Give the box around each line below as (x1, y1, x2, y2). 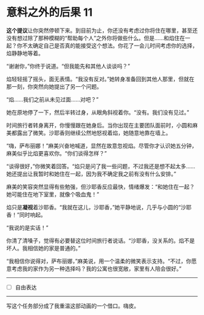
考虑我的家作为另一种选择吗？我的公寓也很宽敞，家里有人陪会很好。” (11, 265, 182, 272)
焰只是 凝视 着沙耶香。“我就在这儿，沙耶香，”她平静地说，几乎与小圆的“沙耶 (6, 203, 192, 211)
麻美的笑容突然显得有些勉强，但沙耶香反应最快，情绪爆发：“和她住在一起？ (6, 183, 195, 190)
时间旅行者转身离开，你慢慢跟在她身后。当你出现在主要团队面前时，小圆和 (6, 121, 192, 129)
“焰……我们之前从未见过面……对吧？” (6, 95, 99, 103)
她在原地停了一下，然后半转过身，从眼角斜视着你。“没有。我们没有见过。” (6, 109, 189, 116)
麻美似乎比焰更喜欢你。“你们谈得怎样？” (6, 149, 107, 157)
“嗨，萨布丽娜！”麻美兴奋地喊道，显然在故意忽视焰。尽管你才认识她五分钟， (6, 142, 197, 149)
